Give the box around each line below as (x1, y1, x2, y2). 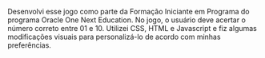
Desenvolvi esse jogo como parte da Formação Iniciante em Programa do (7, 7, 250, 16)
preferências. (7, 41, 51, 50)
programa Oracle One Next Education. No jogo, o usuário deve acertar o (7, 15, 246, 25)
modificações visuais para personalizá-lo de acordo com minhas (7, 32, 221, 41)
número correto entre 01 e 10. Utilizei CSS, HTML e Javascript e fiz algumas (7, 24, 258, 33)
